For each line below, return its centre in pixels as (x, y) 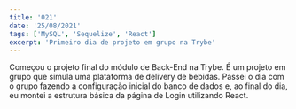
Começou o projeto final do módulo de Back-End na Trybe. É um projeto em (148, 67)
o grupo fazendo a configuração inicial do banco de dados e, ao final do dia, (148, 86)
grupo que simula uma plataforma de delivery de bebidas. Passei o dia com (147, 77)
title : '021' (33, 17)
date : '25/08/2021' (45, 26)
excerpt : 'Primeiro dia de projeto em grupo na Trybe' (113, 42)
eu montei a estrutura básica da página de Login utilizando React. (129, 96)
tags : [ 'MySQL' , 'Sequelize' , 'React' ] (83, 34)
